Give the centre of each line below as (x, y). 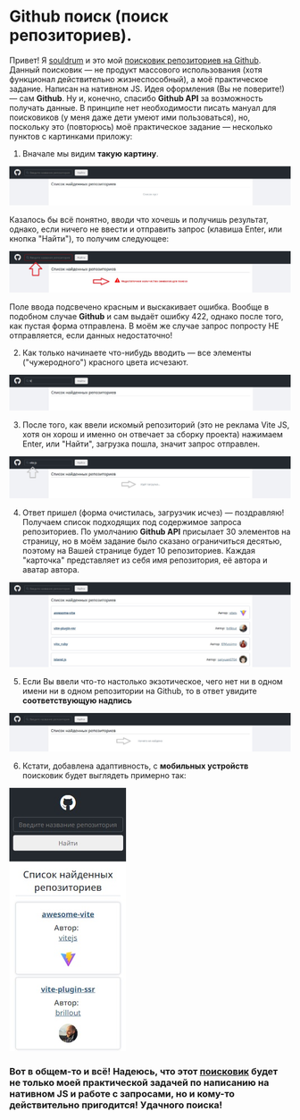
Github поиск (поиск (89, 17)
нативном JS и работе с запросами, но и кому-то (122, 1094)
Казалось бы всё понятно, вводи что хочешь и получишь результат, (139, 220)
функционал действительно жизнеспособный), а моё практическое (139, 79)
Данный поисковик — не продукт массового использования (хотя (136, 70)
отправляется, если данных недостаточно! (91, 335)
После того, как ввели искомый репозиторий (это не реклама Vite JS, (156, 424)
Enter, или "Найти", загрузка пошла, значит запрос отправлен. (141, 444)
